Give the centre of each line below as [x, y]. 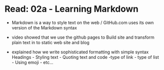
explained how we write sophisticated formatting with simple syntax [80, 52]
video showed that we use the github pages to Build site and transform [83, 37]
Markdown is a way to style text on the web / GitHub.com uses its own [83, 23]
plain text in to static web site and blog [50, 42]
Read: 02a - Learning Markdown [71, 9]
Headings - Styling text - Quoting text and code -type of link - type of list [85, 57]
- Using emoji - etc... [32, 62]
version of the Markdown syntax [44, 27]
